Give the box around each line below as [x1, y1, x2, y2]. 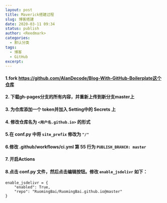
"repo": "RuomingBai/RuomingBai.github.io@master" [14, 189, 123, 194]
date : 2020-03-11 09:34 [5, 21, 55, 27]
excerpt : [5, 59, 24, 64]
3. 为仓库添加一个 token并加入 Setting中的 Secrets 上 [5, 106, 116, 112]
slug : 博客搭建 [5, 17, 34, 22]
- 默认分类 [10, 40, 30, 45]
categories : [5, 36, 30, 41]
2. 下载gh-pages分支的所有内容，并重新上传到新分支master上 [5, 94, 135, 100]
